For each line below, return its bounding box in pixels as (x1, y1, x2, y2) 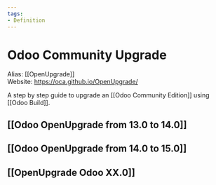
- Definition (7, 17, 46, 24)
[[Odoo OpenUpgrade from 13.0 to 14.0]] (7, 118, 187, 130)
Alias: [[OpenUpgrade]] (7, 70, 75, 78)
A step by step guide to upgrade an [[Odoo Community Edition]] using (7, 91, 210, 100)
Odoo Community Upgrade (7, 47, 167, 63)
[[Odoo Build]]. (7, 99, 50, 107)
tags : (7, 10, 23, 18)
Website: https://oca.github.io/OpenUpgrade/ (7, 78, 138, 86)
